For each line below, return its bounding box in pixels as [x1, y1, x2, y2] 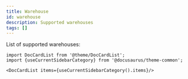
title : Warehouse [6, 8, 49, 15]
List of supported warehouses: [6, 41, 81, 48]
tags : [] [6, 25, 28, 31]
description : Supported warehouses [6, 19, 94, 25]
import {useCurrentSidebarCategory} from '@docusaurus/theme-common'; [6, 57, 183, 63]
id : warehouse [6, 14, 41, 20]
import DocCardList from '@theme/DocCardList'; [6, 52, 126, 59]
